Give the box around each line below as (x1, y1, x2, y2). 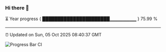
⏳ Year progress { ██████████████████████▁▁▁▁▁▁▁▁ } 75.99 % (5, 16, 158, 22)
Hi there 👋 (5, 4, 30, 11)
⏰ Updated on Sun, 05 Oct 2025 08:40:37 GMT (5, 32, 102, 38)
